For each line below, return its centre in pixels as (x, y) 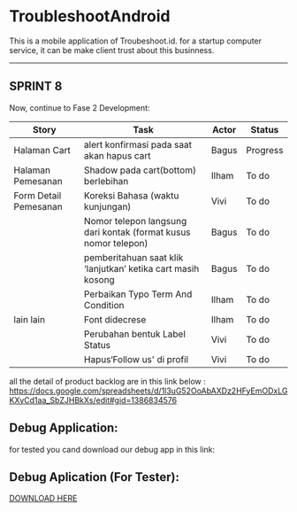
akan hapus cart (118, 155)
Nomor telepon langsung (135, 221)
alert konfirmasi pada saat (138, 144)
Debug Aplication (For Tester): (94, 477)
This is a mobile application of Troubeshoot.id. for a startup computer (136, 41)
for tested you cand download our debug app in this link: (112, 449)
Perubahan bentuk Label (134, 334)
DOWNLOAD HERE (43, 499)
